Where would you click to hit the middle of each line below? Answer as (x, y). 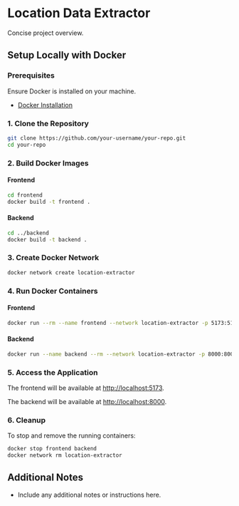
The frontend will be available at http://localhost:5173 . (86, 388)
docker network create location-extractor (71, 272)
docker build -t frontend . (49, 202)
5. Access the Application (53, 372)
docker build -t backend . (47, 239)
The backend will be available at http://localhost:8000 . (87, 402)
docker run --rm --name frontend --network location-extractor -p (108, 323)
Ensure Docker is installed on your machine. (72, 91)
